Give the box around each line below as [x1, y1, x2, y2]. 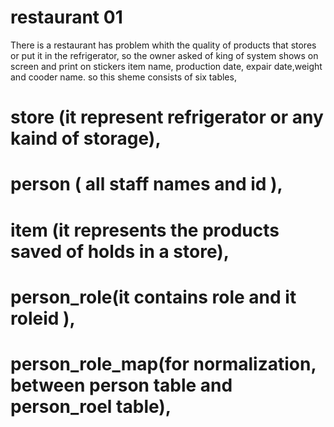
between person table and [10, 374, 233, 396]
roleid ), [10, 307, 76, 330]
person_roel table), [10, 395, 172, 418]
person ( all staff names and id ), [10, 173, 283, 196]
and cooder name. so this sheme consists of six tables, [10, 71, 237, 83]
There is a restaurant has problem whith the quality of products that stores [10, 39, 317, 51]
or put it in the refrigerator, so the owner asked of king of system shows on [10, 49, 319, 61]
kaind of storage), [10, 127, 162, 150]
